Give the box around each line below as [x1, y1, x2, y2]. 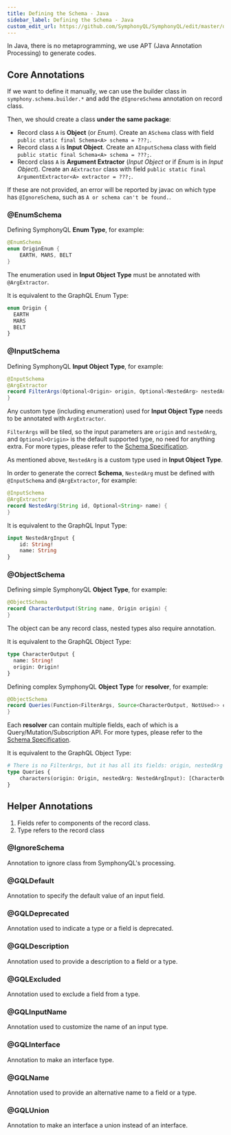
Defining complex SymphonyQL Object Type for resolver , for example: [7, 682, 208, 691]
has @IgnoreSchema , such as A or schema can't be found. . [7, 193, 171, 202]
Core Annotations [7, 69, 85, 80]
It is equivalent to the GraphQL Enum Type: [7, 291, 129, 299]
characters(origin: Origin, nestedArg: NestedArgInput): [19, 775, 186, 781]
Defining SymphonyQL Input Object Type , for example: [7, 362, 164, 370]
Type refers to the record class [16, 826, 105, 834]
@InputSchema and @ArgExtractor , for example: [7, 476, 137, 485]
